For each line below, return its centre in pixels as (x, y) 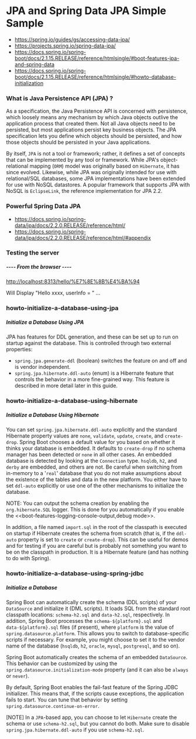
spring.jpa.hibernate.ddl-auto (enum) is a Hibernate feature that (94, 373)
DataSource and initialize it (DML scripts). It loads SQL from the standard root (98, 609)
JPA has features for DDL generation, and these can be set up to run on (92, 337)
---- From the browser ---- (39, 267)
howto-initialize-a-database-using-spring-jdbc (75, 574)
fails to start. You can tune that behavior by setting (67, 700)
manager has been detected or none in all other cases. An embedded (89, 455)
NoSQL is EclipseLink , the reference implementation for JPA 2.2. (84, 191)
